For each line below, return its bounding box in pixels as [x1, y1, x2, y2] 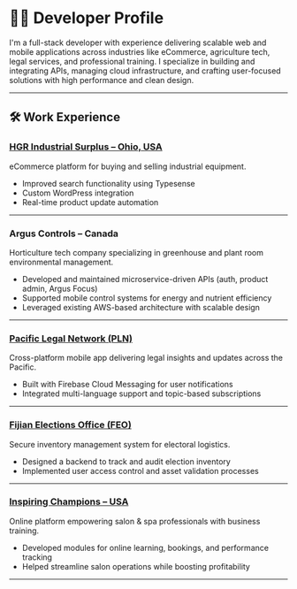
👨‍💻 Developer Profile [9, 8, 164, 28]
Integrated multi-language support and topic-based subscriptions [21, 388, 262, 399]
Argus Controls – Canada [9, 227, 119, 240]
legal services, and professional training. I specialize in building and [9, 56, 255, 66]
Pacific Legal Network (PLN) [9, 332, 133, 344]
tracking [21, 552, 53, 562]
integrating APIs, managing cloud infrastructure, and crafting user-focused [9, 65, 281, 76]
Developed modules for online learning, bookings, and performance [21, 542, 270, 553]
